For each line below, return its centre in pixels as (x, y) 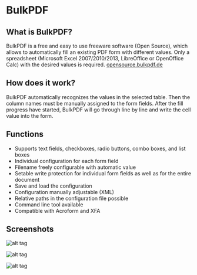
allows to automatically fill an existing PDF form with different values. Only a (98, 52)
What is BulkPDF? (39, 32)
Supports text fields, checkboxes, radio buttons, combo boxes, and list (100, 148)
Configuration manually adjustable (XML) (64, 192)
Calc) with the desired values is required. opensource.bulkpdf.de (84, 64)
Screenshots (30, 229)
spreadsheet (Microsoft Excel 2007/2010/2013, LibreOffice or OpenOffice (95, 58)
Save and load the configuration (53, 186)
